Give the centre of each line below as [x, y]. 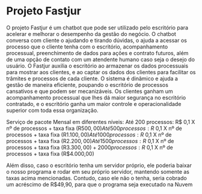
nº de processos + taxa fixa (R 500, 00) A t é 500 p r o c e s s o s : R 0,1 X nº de [94, 128]
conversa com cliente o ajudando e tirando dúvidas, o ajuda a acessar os [97, 40]
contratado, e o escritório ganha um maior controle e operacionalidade [94, 104]
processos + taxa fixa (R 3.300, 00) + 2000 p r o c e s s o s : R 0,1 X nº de [90, 147]
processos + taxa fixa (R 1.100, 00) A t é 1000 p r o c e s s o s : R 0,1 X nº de [89, 134]
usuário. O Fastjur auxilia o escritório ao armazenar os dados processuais [97, 66]
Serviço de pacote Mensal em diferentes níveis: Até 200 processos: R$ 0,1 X [101, 122]
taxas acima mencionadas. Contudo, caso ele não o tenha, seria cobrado [97, 178]
